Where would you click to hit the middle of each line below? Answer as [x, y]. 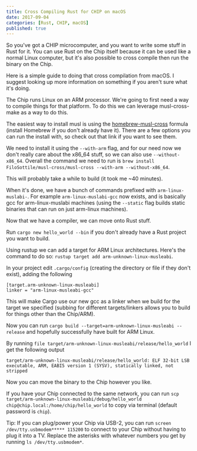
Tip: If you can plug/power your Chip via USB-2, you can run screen [89, 423]
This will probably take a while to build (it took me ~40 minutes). [85, 178]
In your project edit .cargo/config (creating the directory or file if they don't [99, 268]
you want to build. [28, 239]
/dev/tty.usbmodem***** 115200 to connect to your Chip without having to [96, 430]
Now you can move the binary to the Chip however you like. [79, 382]
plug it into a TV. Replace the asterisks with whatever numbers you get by [96, 436]
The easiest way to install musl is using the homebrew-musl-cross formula [97, 124]
